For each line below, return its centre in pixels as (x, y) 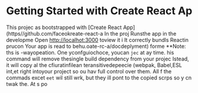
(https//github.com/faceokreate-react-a (55, 33)
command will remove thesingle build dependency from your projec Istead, (98, 59)
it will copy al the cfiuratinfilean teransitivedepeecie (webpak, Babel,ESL (94, 65)
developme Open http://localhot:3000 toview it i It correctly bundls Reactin (97, 40)
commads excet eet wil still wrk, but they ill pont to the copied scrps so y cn (99, 78)
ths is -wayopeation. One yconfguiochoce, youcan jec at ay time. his (90, 52)
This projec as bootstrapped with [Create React (64, 27)
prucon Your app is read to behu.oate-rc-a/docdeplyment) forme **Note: (96, 46)
